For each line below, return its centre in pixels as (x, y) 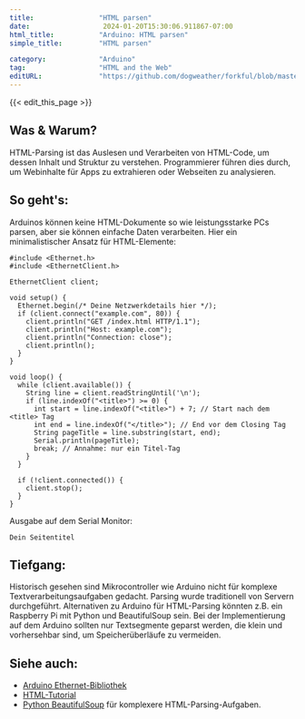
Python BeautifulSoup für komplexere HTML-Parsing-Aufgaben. (142, 704)
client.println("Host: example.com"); (99, 329)
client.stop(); (54, 488)
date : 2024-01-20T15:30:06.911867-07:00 (121, 26)
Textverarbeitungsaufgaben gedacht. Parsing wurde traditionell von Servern (152, 597)
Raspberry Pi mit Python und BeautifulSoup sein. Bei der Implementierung (148, 616)
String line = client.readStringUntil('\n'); (113, 393)
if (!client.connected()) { (71, 480)
